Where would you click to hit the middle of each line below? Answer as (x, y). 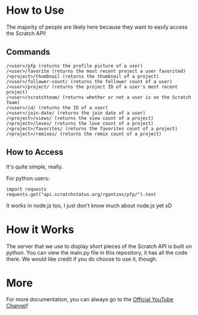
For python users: (28, 178)
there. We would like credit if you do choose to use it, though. (82, 259)
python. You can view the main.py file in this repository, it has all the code (97, 252)
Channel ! (17, 306)
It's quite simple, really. (35, 166)
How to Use (35, 10)
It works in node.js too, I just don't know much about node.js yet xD (89, 205)
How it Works (40, 229)
